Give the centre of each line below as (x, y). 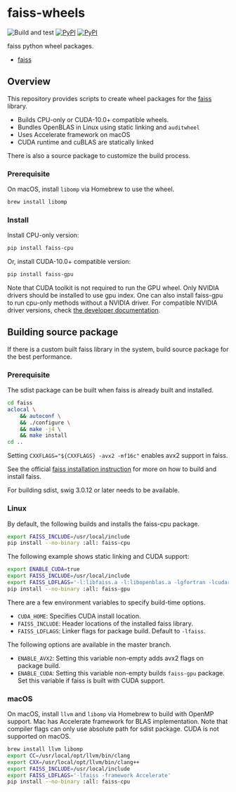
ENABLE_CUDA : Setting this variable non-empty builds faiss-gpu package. (121, 673)
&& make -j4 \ (40, 429)
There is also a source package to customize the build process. (99, 155)
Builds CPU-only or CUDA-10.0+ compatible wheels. (93, 119)
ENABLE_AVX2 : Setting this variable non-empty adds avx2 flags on (110, 658)
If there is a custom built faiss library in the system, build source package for (118, 349)
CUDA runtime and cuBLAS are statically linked (86, 142)
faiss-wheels (46, 13)
